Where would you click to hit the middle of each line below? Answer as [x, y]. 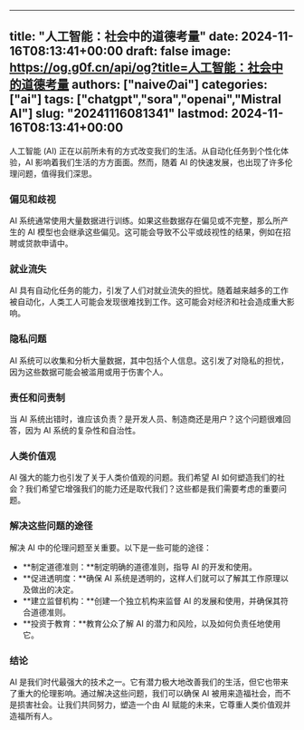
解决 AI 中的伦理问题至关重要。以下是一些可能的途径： [111, 547]
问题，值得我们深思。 [57, 173]
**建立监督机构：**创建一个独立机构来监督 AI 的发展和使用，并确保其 [152, 600]
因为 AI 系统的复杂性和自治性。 [83, 430]
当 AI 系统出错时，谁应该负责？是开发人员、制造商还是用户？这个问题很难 [146, 419]
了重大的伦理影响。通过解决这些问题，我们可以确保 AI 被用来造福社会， [142, 693]
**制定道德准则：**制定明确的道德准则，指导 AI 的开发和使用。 [140, 567]
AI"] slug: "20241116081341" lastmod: [119, 114]
